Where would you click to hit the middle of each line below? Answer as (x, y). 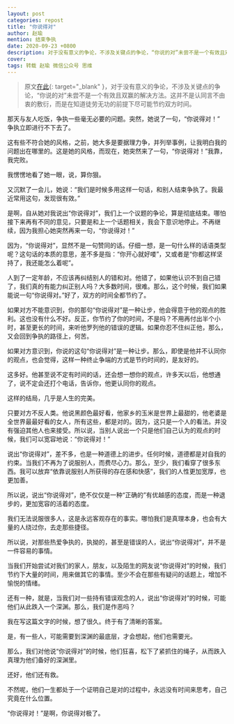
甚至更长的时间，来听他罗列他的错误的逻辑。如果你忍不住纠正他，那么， (123, 327)
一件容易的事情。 (32, 551)
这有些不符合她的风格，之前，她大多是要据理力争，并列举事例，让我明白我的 (117, 142)
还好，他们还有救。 (35, 674)
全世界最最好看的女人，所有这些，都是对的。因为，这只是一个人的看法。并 (114, 421)
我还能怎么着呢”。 (52, 263)
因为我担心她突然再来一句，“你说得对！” (77, 230)
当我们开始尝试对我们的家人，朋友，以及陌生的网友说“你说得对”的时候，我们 (117, 566)
